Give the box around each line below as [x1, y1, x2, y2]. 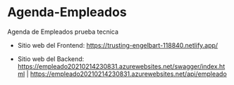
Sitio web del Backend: [17, 54, 85, 63]
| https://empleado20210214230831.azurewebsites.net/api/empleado [26, 70, 227, 78]
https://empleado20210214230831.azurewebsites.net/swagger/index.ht [17, 62, 226, 70]
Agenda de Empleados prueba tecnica [7, 27, 118, 36]
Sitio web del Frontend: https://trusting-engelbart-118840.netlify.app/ [17, 41, 218, 49]
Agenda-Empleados [7, 4, 127, 20]
